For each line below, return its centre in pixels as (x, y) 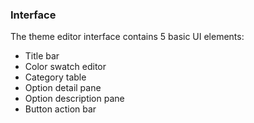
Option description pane (74, 99)
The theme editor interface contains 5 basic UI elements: (127, 37)
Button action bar (60, 109)
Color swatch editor (65, 67)
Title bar (42, 56)
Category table (55, 77)
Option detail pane (63, 88)
